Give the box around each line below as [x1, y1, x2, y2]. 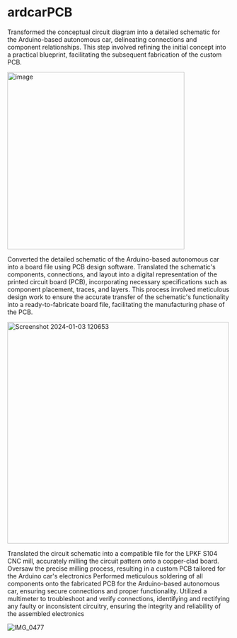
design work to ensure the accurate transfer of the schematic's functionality [7, 292, 229, 301]
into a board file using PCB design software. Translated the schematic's [7, 262, 216, 271]
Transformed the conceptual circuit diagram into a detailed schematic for [7, 28, 221, 36]
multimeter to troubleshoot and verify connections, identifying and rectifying [7, 594, 230, 603]
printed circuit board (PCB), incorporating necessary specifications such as [7, 277, 228, 286]
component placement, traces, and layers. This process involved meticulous [7, 285, 230, 293]
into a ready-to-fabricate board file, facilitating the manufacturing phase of [7, 300, 225, 308]
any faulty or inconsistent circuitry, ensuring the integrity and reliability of [7, 602, 221, 610]
